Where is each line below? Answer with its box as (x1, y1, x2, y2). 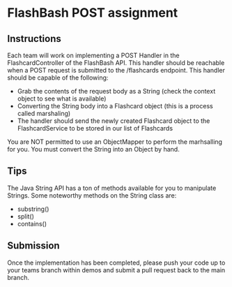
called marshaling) (17, 110, 71, 117)
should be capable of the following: (7, 73, 109, 82)
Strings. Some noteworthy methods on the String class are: (7, 191, 177, 200)
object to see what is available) (17, 94, 107, 103)
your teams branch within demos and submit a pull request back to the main (7, 265, 226, 274)
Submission (7, 240, 61, 252)
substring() (17, 205, 49, 213)
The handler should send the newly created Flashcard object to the (17, 117, 210, 125)
